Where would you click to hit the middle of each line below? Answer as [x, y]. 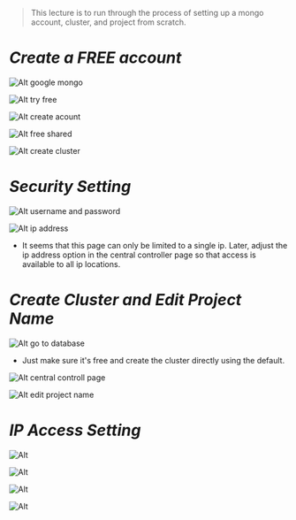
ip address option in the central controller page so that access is [139, 255]
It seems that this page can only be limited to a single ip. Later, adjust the [155, 245]
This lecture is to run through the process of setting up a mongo [147, 13]
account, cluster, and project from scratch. [108, 22]
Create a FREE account [95, 58]
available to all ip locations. [71, 264]
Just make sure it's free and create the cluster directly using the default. [153, 360]
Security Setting [70, 187]
